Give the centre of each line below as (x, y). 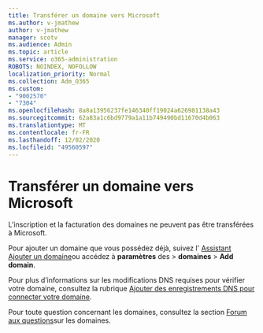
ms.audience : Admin (40, 45)
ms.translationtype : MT (47, 125)
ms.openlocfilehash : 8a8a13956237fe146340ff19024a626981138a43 (114, 111)
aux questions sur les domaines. (60, 320)
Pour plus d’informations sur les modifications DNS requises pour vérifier (127, 280)
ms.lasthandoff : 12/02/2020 (54, 140)
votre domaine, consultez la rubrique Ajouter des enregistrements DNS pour (131, 289)
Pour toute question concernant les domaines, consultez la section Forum (128, 313)
